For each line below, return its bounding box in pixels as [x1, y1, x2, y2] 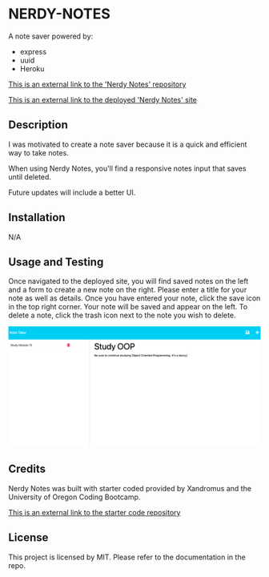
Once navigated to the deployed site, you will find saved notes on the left [8, 276, 249, 286]
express [19, 46, 46, 56]
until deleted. [8, 171, 52, 181]
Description [8, 118, 68, 132]
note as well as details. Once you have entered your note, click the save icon [8, 293, 261, 303]
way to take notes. [8, 147, 70, 157]
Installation [8, 211, 66, 224]
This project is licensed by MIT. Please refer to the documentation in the [8, 552, 246, 562]
